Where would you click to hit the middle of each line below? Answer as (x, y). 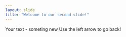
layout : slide (20, 10)
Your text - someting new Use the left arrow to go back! (63, 29)
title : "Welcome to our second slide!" (47, 15)
